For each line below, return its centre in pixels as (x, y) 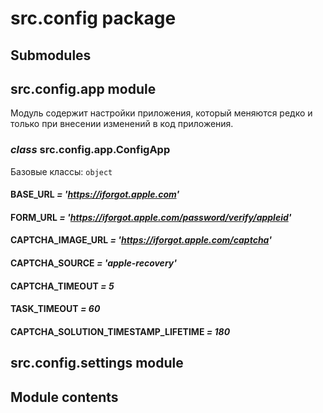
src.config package (93, 18)
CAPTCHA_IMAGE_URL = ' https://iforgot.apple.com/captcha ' (141, 240)
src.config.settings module (97, 363)
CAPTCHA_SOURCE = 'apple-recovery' (93, 263)
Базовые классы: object (61, 171)
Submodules (51, 55)
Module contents (64, 397)
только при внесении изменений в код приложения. (122, 124)
